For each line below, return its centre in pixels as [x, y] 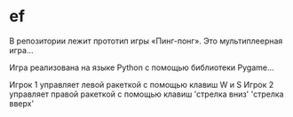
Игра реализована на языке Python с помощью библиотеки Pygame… [142, 67]
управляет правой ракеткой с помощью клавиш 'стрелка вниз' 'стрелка [146, 94]
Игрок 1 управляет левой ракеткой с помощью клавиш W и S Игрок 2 [142, 84]
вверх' [22, 103]
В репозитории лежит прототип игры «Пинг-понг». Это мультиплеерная [146, 41]
